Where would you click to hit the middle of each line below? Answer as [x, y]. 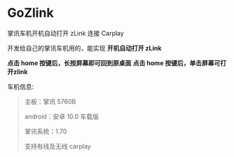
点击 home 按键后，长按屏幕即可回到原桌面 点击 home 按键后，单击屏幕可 [114, 63]
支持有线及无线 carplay [57, 146]
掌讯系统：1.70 [46, 131]
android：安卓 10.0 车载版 [62, 116]
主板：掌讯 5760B [50, 101]
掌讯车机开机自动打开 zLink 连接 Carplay [66, 33]
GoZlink [30, 13]
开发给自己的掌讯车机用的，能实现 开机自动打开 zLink [84, 48]
